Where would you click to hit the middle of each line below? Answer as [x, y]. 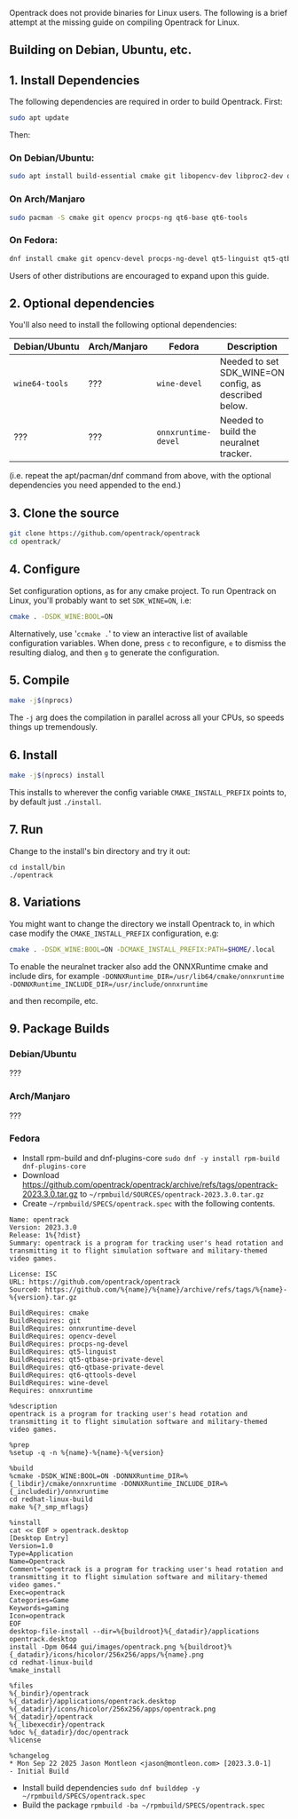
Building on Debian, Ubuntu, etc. [101, 50]
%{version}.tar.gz [43, 1297]
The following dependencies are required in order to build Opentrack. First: [146, 102]
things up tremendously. [54, 727]
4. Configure [45, 569]
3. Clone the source [64, 513]
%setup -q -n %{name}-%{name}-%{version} [87, 1452]
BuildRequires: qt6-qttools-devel [73, 1375]
